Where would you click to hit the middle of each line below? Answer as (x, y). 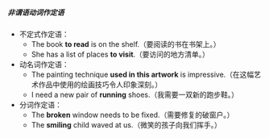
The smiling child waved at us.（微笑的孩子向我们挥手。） (126, 124)
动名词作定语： (44, 64)
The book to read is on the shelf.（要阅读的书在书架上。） (126, 44)
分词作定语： (40, 104)
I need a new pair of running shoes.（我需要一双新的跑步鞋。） (135, 94)
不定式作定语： (44, 34)
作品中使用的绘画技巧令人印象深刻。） (100, 84)
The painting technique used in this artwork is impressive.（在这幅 (143, 74)
